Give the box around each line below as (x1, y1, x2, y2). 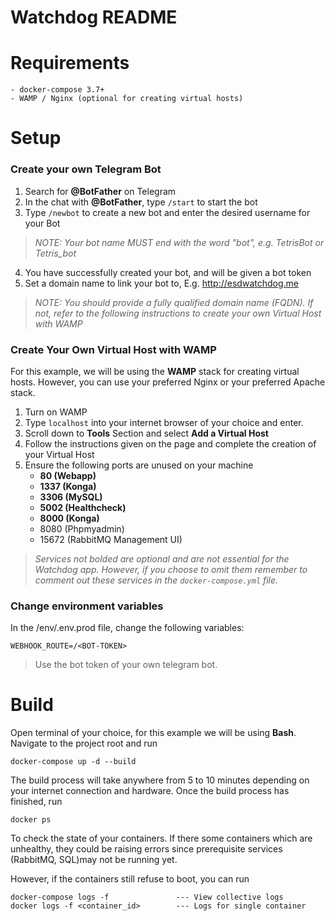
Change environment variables (10, 599, 164, 613)
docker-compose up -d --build (10, 757, 137, 767)
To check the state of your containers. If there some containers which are (10, 832, 313, 845)
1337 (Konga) (39, 480, 97, 492)
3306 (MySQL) (39, 491, 103, 503)
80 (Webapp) (39, 469, 97, 481)
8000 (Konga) (39, 512, 100, 524)
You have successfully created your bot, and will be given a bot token (24, 266, 312, 278)
